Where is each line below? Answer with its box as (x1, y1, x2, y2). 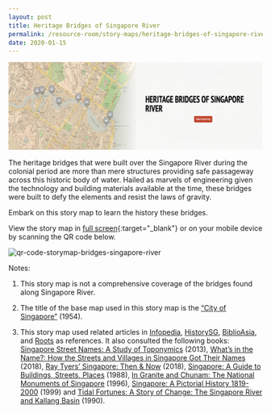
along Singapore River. (19, 287, 96, 297)
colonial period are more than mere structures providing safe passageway (8, 166, 254, 176)
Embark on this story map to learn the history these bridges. (8, 207, 208, 217)
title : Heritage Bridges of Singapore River (8, 21, 161, 30)
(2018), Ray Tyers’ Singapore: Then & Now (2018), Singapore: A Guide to (19, 361, 261, 371)
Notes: (8, 263, 31, 273)
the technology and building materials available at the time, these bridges (8, 183, 252, 193)
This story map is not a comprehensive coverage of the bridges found (19, 278, 252, 288)
